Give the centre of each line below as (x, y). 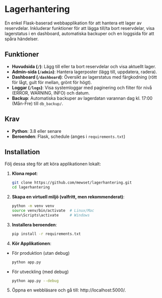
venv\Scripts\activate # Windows (51, 215)
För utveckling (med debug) (40, 272)
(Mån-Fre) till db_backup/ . (37, 103)
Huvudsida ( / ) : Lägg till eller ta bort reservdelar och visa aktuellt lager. (84, 66)
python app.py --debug (35, 281)
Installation (22, 152)
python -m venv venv (33, 206)
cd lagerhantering (31, 188)
